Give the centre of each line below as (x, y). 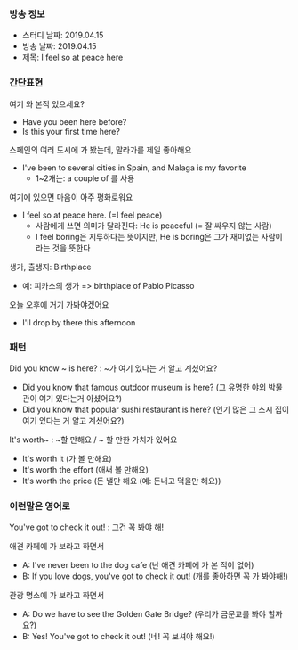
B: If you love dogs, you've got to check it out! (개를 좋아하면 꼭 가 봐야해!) (155, 576)
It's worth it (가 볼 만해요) (67, 458)
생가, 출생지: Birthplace (50, 267)
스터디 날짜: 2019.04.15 (63, 35)
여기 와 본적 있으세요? (47, 103)
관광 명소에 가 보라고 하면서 (57, 596)
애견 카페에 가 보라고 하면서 (57, 547)
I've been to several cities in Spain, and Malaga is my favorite (134, 168)
